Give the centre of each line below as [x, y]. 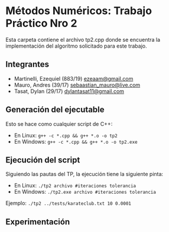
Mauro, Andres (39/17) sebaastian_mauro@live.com [77, 85]
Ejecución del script [43, 160]
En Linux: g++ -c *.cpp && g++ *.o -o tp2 [66, 135]
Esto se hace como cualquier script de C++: [59, 124]
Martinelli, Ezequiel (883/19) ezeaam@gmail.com [74, 78]
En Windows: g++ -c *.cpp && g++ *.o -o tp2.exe [76, 141]
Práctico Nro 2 [41, 23]
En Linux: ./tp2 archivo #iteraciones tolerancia [75, 185]
